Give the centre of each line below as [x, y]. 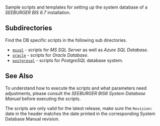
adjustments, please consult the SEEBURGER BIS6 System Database [75, 93]
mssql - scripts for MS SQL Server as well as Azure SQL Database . [80, 50]
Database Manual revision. [32, 119]
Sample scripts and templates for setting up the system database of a [76, 7]
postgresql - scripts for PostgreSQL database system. [68, 60]
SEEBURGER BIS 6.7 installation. [38, 12]
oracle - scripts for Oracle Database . [50, 55]
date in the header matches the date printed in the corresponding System [80, 114]
